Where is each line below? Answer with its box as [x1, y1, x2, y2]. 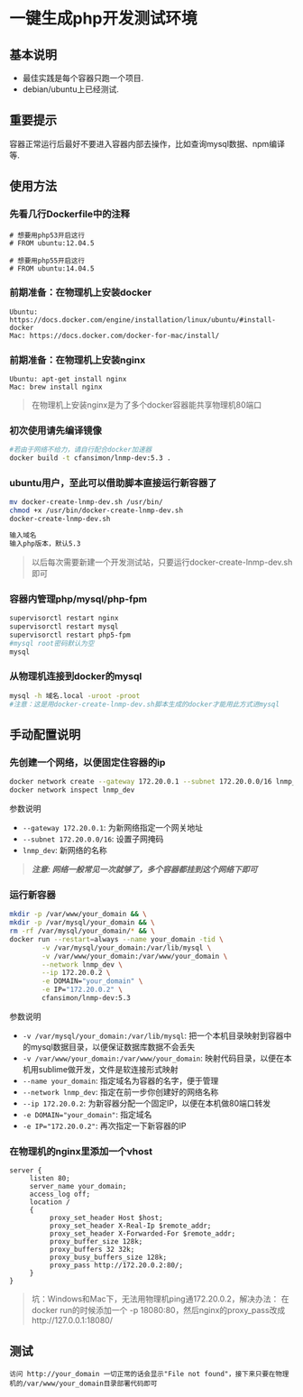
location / [29, 1198, 70, 1207]
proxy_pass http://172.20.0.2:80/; [49, 1261, 183, 1270]
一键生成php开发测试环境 [9, 8, 197, 29]
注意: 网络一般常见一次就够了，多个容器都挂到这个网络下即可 [31, 863, 258, 875]
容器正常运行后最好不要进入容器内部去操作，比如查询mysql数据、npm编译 [9, 138, 286, 149]
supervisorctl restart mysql [9, 621, 119, 631]
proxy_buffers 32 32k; [49, 1245, 135, 1255]
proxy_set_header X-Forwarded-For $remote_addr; [49, 1229, 236, 1238]
